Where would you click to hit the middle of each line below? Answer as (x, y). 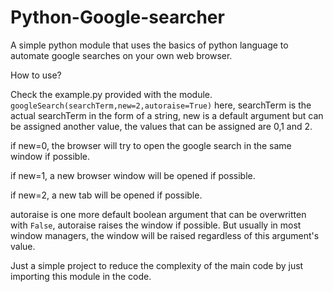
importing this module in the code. (81, 276)
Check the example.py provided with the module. (111, 94)
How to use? (36, 75)
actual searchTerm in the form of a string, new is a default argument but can (167, 115)
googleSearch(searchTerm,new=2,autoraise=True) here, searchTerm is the (161, 105)
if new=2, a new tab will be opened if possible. (106, 195)
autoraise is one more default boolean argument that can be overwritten (158, 214)
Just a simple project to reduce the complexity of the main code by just (157, 265)
